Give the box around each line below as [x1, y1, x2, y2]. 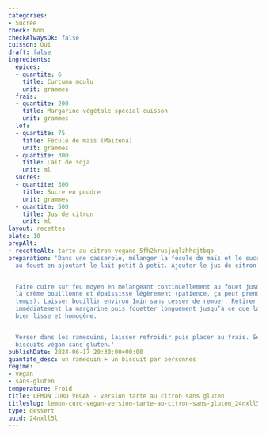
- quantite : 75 [15, 129, 66, 137]
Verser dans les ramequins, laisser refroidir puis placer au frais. [15, 333, 249, 341]
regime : [8, 363, 34, 371]
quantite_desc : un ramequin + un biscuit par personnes [8, 355, 196, 364]
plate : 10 [8, 232, 41, 240]
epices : [15, 63, 41, 71]
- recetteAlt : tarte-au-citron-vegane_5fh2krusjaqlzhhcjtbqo [8, 247, 215, 255]
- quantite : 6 [15, 70, 62, 78]
